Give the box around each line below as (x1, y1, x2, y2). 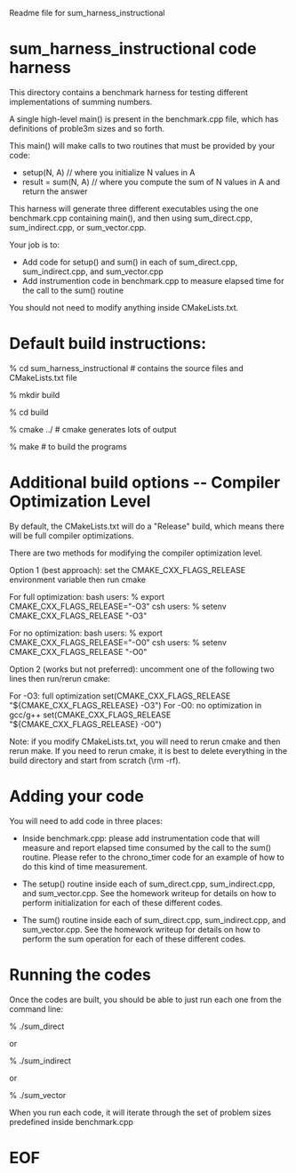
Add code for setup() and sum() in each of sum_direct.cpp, (21, 256, 238, 267)
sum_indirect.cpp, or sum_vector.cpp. (9, 222, 147, 232)
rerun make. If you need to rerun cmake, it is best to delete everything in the (9, 745, 287, 756)
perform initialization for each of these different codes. (21, 897, 223, 908)
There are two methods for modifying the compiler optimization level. (9, 547, 263, 558)
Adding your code (9, 787, 144, 806)
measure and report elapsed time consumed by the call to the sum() (21, 842, 272, 853)
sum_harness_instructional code (9, 39, 257, 59)
